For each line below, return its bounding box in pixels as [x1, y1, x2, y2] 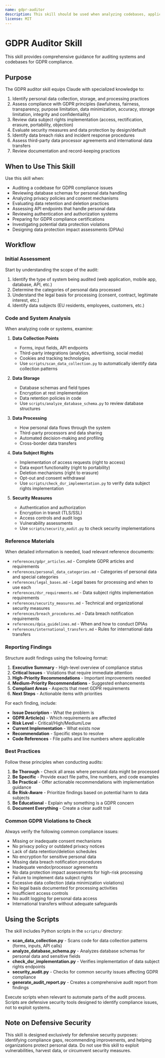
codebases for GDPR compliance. [5, 59, 74, 65]
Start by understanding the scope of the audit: [5, 266, 99, 273]
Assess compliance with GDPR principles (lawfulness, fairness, [12, 101, 140, 107]
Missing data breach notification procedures [12, 859, 102, 865]
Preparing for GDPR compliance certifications [12, 216, 105, 222]
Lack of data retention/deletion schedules [12, 849, 97, 855]
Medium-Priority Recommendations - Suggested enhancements [12, 680, 145, 686]
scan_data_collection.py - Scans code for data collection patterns [12, 937, 148, 944]
